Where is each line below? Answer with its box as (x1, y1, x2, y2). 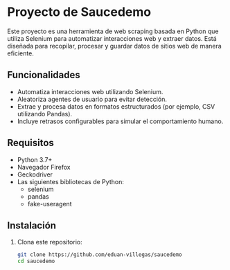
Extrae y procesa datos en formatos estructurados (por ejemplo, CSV (17, 102, 215, 111)
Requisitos (7, 137, 54, 149)
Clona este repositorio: (17, 238, 82, 246)
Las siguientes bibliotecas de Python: (17, 177, 125, 186)
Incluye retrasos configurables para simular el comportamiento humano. (17, 117, 224, 125)
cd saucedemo (17, 258, 55, 265)
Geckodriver (17, 170, 53, 179)
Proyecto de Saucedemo (7, 4, 152, 20)
